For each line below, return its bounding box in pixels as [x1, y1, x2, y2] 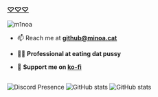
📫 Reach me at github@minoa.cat [16, 34, 117, 42]
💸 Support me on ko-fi [16, 63, 82, 71]
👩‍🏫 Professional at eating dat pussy [16, 50, 122, 58]
